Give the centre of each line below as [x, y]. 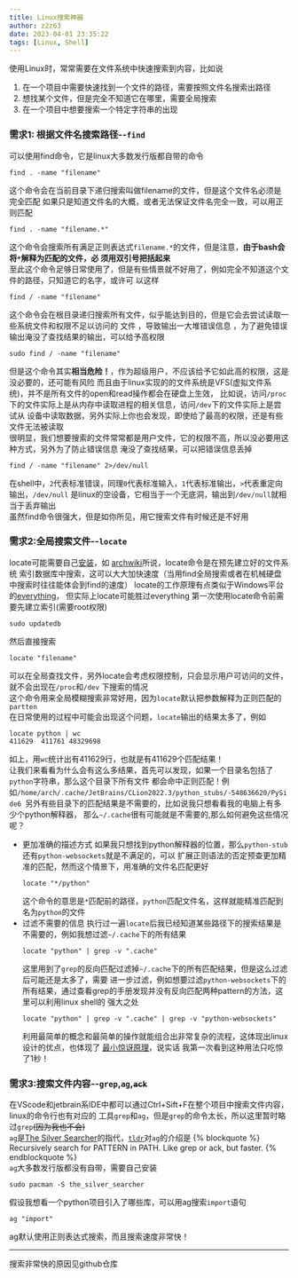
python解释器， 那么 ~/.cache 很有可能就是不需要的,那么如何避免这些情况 [157, 814]
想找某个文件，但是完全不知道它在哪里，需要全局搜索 [119, 99]
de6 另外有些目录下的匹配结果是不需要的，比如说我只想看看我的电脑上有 [141, 803]
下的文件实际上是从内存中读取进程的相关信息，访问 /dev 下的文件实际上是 [141, 404]
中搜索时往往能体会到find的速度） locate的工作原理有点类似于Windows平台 [146, 584]
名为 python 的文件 [54, 911]
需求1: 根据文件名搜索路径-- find [78, 135]
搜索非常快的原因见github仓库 [63, 1264]
